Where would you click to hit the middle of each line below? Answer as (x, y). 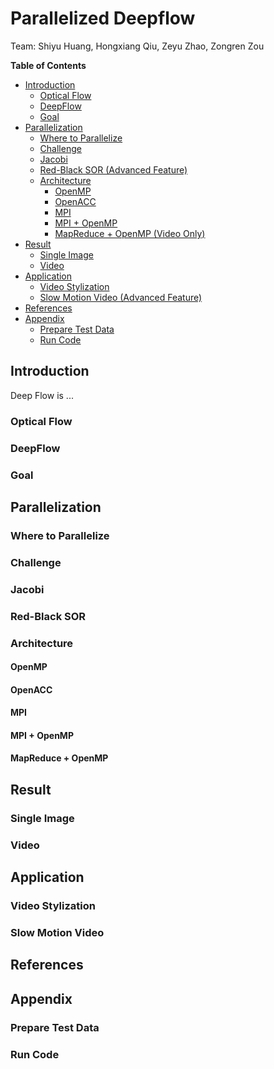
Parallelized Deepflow (103, 18)
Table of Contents (48, 65)
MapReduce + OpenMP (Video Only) (130, 233)
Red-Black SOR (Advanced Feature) (113, 169)
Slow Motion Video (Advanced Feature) (121, 297)
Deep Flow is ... (42, 395)
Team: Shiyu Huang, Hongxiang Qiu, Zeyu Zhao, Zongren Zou (137, 46)
